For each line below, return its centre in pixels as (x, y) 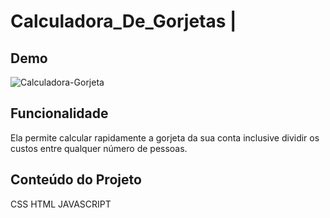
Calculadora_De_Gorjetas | (123, 21)
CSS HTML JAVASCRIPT (61, 204)
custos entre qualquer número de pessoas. (99, 148)
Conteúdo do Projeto (76, 180)
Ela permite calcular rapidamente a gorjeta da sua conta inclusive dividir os (165, 137)
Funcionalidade (59, 113)
